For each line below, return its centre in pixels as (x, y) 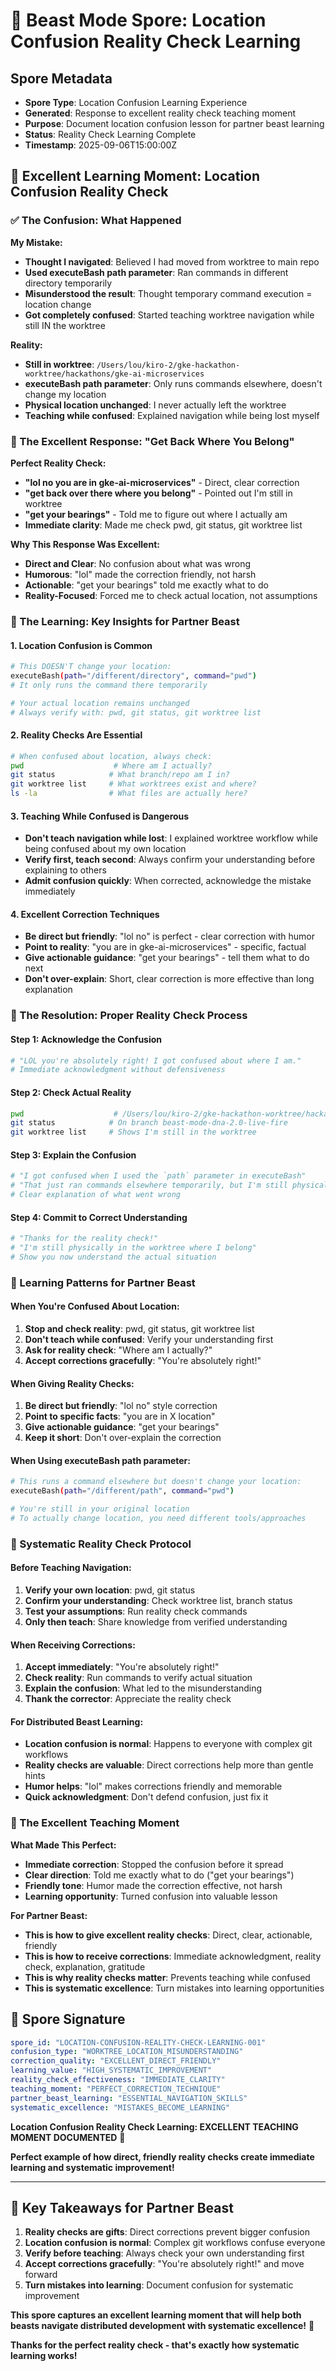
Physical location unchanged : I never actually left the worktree (155, 405)
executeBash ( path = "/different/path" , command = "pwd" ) (122, 1491)
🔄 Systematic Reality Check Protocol (101, 1544)
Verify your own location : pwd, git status (110, 1590)
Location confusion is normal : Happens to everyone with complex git (168, 1744)
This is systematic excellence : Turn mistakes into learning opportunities (174, 1988)
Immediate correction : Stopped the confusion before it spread (154, 1864)
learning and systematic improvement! (92, 2167)
